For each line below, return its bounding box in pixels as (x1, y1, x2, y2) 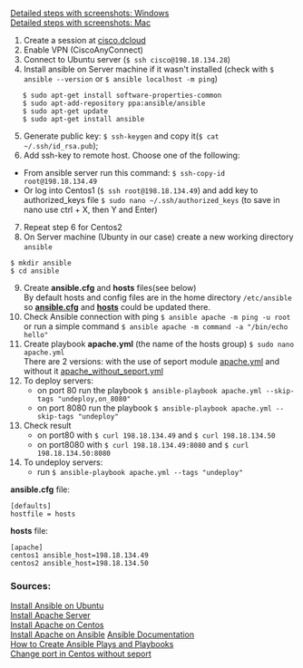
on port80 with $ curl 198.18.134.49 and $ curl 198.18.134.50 (36, 430, 276, 440)
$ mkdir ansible (10, 258, 72, 267)
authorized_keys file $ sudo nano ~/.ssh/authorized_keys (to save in (23, 195, 280, 205)
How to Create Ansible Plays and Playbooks (10, 639, 174, 650)
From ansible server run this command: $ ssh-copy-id (23, 168, 226, 178)
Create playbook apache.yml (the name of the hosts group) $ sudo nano (23, 339, 294, 349)
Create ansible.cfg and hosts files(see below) (23, 283, 197, 293)
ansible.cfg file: (10, 484, 71, 495)
